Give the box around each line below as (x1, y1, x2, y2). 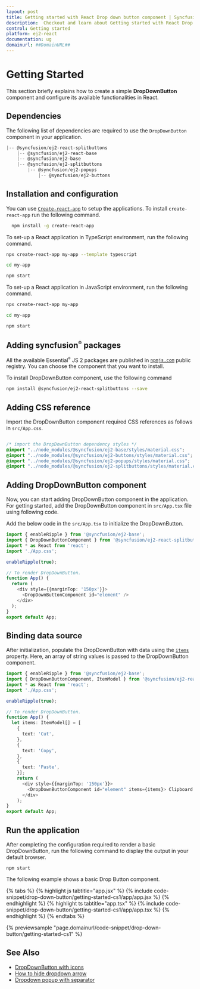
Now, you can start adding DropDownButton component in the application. (6, 496, 189, 503)
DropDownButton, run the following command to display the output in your (6, 848, 189, 855)
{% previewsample (6, 924, 52, 931)
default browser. (6, 854, 46, 861)
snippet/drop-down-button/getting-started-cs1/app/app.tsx (6, 906, 152, 913)
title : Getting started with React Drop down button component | (6, 14, 171, 20)
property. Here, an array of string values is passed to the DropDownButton (6, 653, 189, 660)
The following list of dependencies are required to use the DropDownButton (6, 126, 187, 134)
